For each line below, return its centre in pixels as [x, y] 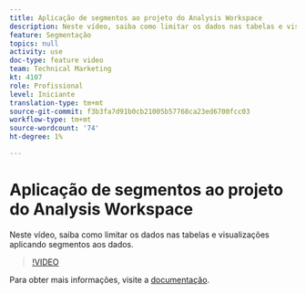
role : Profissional [46, 86]
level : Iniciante [42, 94]
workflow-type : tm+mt [51, 120]
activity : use [36, 52]
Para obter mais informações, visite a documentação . [110, 279]
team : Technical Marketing [61, 69]
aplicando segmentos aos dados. [71, 244]
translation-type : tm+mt [56, 103]
